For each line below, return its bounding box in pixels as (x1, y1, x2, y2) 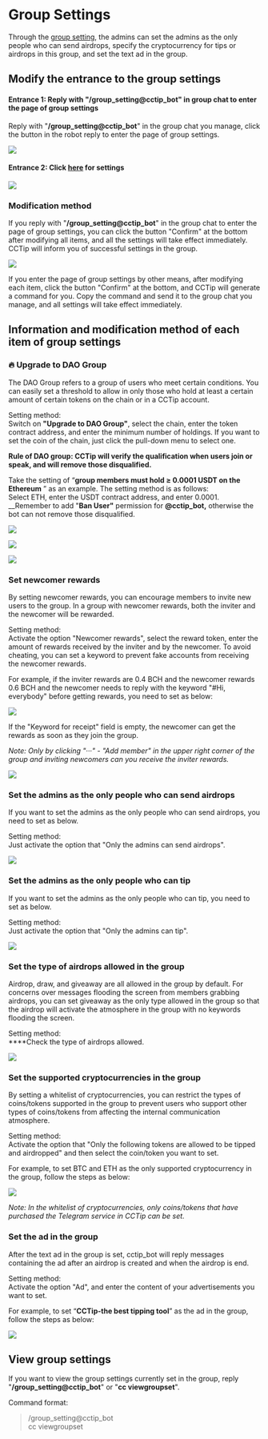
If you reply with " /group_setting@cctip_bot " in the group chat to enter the (8, 218, 258, 228)
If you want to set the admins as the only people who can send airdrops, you (8, 808, 261, 817)
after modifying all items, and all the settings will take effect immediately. (8, 235, 248, 245)
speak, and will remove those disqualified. (8, 459, 152, 469)
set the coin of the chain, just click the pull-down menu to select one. (8, 435, 236, 445)
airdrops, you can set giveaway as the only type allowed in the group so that (8, 996, 260, 1005)
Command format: (8, 1398, 69, 1408)
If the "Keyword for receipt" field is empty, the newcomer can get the (8, 722, 236, 732)
